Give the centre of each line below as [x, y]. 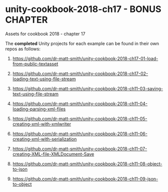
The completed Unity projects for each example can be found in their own [82, 43]
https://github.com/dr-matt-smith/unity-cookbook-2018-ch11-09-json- [85, 178]
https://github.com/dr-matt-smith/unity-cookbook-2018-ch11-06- [80, 133]
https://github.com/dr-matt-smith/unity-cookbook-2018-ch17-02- [80, 73]
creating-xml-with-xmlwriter [42, 124]
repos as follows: [23, 49]
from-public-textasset [35, 64]
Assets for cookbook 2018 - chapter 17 [45, 34]
